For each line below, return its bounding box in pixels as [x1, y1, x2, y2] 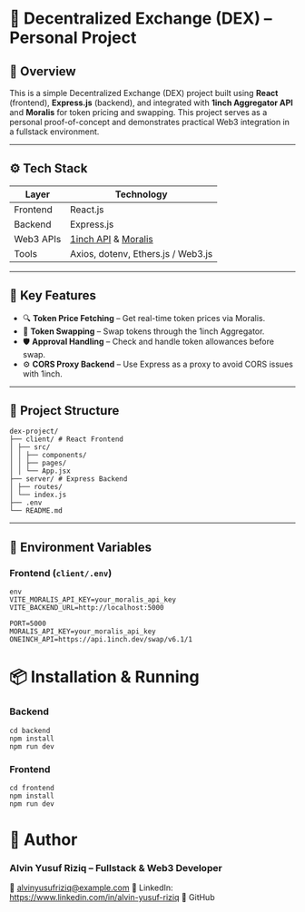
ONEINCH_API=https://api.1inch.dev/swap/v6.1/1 [9, 635, 193, 644]
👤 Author [9, 829, 78, 850]
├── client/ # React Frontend [9, 435, 124, 444]
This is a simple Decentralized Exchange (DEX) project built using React [9, 88, 279, 98]
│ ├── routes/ [9, 483, 64, 492]
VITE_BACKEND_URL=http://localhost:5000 [9, 603, 165, 613]
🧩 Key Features [9, 288, 97, 303]
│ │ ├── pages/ [9, 458, 67, 468]
